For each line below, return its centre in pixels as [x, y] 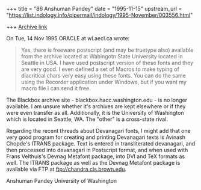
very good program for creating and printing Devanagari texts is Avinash [96, 137]
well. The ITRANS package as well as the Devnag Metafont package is [93, 163]
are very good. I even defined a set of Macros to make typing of [100, 69]
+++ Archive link [27, 27]
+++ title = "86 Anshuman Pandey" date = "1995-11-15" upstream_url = [94, 9]
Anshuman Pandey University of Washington [62, 181]
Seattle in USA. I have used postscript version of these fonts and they [107, 63]
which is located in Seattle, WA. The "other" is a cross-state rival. [87, 119]
